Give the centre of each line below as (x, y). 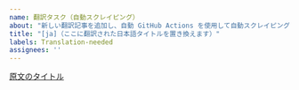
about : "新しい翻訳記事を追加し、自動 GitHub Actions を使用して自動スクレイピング (150, 26)
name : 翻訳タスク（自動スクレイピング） (74, 17)
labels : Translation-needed (61, 42)
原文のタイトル (36, 77)
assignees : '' (36, 50)
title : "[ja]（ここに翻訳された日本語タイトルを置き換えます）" (115, 34)
